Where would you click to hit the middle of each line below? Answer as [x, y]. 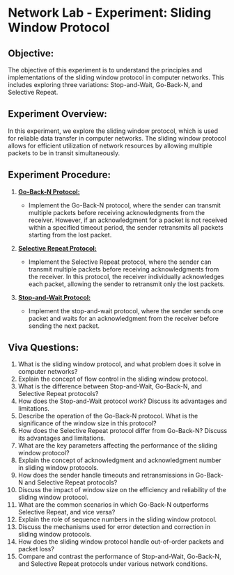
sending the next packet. [64, 326]
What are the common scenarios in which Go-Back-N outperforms [113, 505]
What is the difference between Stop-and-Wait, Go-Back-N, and [110, 386]
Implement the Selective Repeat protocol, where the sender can [120, 262]
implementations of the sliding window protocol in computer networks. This [116, 77]
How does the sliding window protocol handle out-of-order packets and [121, 542]
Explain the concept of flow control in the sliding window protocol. [113, 379]
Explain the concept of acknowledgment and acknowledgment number [119, 460]
